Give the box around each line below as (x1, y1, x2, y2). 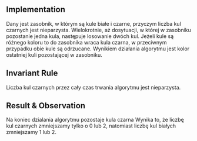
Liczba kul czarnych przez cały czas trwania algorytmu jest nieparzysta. (6, 84, 181, 91)
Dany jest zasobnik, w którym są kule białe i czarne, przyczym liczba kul (6, 20, 181, 27)
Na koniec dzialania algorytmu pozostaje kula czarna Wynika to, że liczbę (6, 116, 184, 123)
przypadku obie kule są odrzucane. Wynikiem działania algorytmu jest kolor (6, 45, 190, 52)
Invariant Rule (6, 68, 58, 78)
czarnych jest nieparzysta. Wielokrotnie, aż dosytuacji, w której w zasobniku (6, 26, 191, 33)
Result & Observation (6, 101, 86, 111)
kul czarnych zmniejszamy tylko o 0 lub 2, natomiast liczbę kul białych (6, 122, 176, 129)
